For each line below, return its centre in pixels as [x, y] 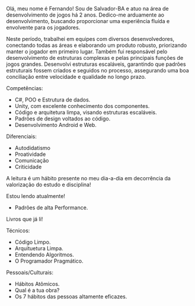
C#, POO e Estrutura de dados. [52, 100]
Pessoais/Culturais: [30, 272]
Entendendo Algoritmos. [44, 255]
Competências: [25, 88]
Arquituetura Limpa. [39, 248]
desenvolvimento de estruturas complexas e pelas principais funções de [95, 58]
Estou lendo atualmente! [36, 196]
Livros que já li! [25, 219]
